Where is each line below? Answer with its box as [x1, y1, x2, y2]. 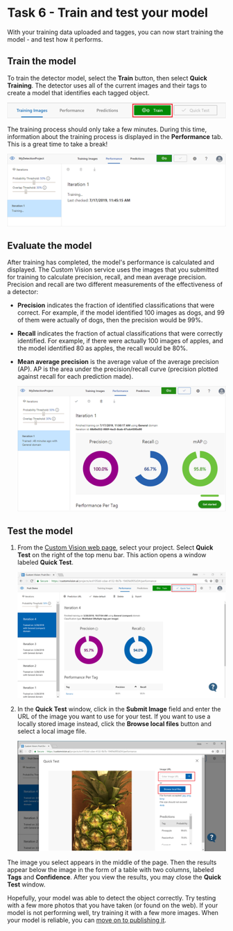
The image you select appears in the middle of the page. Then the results [7, 858, 217, 866]
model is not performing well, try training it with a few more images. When [7, 909, 218, 917]
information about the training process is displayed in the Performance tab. [7, 133, 223, 141]
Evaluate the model [7, 240, 92, 252]
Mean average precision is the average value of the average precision [17, 358, 220, 366]
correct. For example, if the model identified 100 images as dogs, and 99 [17, 308, 225, 317]
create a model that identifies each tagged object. [7, 88, 150, 97]
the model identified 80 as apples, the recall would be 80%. [17, 344, 189, 352]
